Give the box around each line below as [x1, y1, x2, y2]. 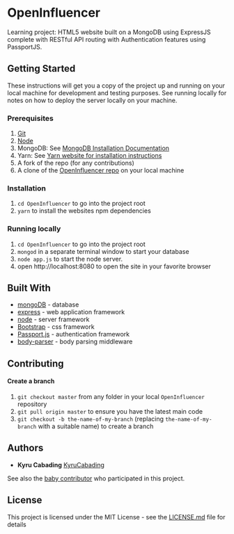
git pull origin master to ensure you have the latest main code [17, 407, 203, 416]
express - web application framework [17, 308, 125, 316]
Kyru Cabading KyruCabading [17, 460, 104, 469]
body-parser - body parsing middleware [17, 337, 133, 346]
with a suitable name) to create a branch [38, 422, 154, 430]
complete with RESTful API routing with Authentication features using [7, 35, 206, 43]
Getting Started [7, 63, 76, 74]
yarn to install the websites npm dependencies [17, 207, 151, 215]
